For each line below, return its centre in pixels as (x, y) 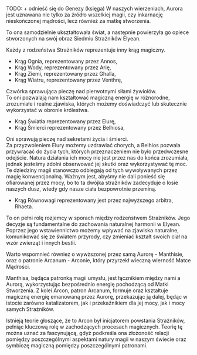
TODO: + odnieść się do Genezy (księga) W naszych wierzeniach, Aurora (94, 9)
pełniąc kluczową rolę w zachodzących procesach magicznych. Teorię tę (94, 327)
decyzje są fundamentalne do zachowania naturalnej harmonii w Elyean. (93, 224)
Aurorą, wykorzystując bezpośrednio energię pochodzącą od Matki (87, 284)
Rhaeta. (24, 207)
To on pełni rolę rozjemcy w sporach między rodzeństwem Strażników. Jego (98, 218)
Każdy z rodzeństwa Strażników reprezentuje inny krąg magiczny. (86, 50)
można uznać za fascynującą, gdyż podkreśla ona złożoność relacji (88, 333)
